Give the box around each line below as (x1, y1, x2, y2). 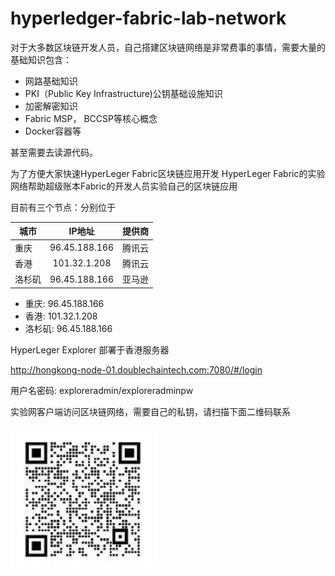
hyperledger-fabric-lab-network (10, 7, 287, 30)
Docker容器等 (24, 125, 82, 137)
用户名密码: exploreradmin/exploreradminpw (10, 384, 194, 396)
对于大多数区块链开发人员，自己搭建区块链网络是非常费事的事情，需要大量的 (10, 41, 326, 53)
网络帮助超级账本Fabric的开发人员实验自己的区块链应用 (10, 180, 238, 192)
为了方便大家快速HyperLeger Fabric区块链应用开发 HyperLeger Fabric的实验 (10, 167, 326, 179)
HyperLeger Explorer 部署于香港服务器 (10, 343, 170, 356)
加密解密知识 (24, 100, 78, 112)
